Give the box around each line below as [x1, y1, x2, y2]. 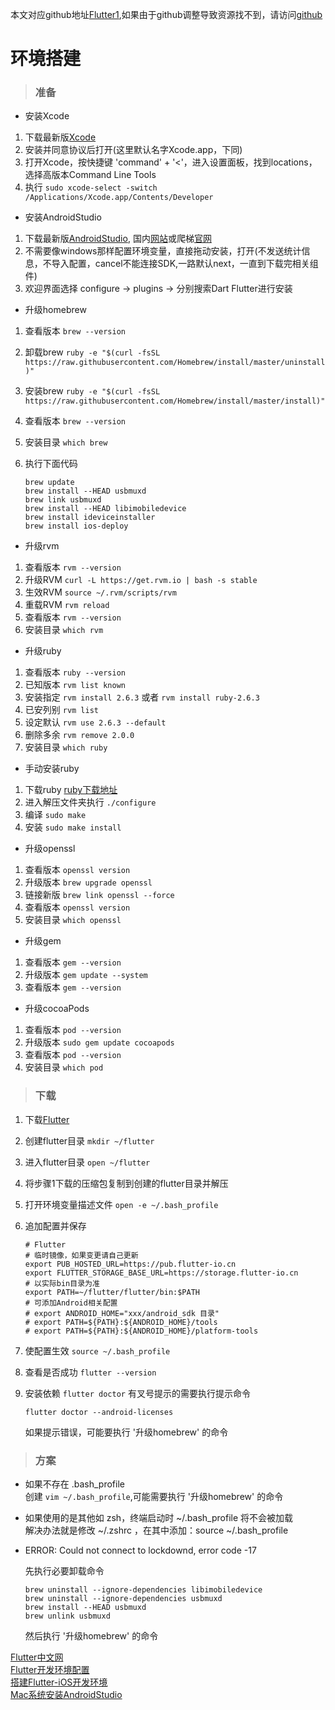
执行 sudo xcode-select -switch [24, 181, 158, 193]
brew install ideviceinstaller [24, 513, 156, 523]
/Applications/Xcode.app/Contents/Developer [24, 193, 214, 203]
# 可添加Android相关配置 [24, 1298, 118, 1308]
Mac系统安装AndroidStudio [10, 1689, 123, 1701]
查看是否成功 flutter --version [24, 1366, 157, 1378]
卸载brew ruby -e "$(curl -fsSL [24, 346, 161, 358]
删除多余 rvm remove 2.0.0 [24, 729, 135, 741]
